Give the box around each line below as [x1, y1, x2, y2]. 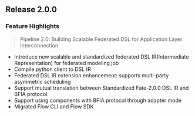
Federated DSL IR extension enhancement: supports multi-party [14, 71, 169, 79]
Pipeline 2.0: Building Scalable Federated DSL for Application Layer [19, 35, 183, 43]
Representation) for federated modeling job [14, 59, 119, 66]
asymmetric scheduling [14, 78, 71, 85]
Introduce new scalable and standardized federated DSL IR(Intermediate [14, 53, 189, 60]
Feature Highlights [5, 22, 60, 30]
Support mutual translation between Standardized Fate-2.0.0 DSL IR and [14, 84, 189, 91]
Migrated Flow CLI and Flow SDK [14, 103, 95, 110]
